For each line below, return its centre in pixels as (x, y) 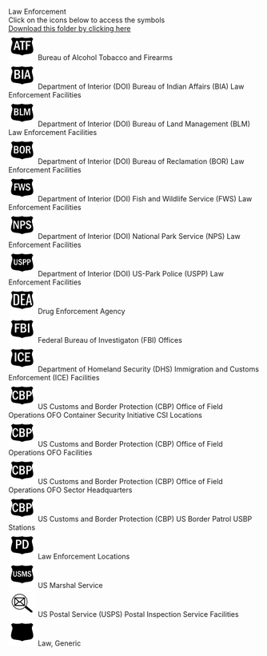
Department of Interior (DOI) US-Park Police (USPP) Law (130, 274)
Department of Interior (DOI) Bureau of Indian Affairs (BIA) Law (141, 86)
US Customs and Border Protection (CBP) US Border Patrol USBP (145, 519)
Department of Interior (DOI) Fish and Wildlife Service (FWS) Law (145, 199)
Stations (22, 527)
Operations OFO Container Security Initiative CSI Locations (105, 415)
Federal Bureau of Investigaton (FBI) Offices (110, 340)
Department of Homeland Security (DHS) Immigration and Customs (148, 369)
